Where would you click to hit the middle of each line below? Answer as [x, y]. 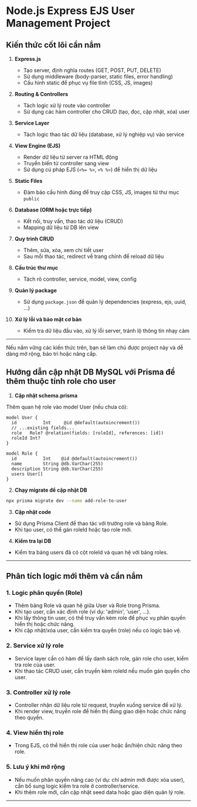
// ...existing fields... [43, 428]
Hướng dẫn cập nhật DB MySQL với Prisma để [91, 372]
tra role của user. [35, 665]
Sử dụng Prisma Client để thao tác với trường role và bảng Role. [91, 523]
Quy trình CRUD [34, 239]
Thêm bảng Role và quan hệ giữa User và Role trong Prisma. [87, 605]
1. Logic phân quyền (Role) [45, 593]
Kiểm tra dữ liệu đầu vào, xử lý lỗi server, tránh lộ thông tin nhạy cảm [106, 331]
